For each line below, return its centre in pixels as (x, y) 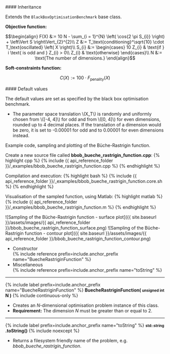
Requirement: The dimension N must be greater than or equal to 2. (82, 310)
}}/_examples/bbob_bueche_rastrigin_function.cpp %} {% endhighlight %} (83, 166)
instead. (21, 135)
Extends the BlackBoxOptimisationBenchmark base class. (63, 17)
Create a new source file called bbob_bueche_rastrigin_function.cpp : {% (83, 155)
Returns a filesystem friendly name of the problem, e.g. (70, 340)
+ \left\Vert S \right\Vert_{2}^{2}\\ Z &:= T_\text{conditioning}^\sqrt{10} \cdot (85, 42)
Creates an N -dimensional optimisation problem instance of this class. (86, 305)
